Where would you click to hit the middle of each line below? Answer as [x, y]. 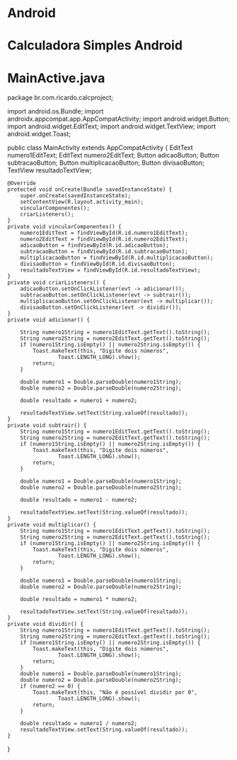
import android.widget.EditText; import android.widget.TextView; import [111, 126]
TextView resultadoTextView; [50, 170]
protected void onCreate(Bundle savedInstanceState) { [90, 189]
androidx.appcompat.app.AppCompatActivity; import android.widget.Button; [119, 119]
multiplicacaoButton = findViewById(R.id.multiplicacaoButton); [117, 258]
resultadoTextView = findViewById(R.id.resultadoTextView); [110, 270]
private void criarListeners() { [57, 283]
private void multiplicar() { [52, 525]
